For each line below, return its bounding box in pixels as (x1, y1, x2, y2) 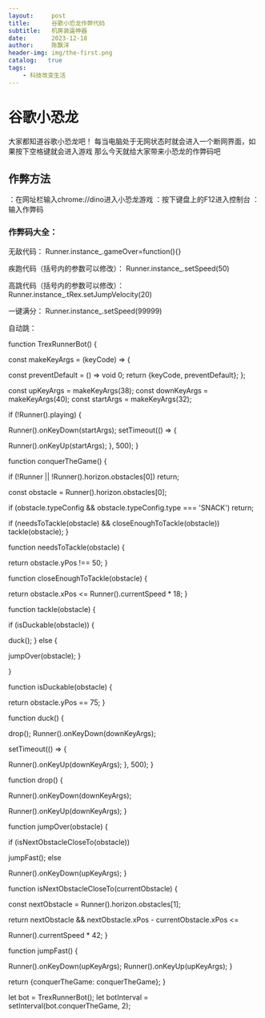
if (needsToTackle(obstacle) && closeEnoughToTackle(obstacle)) (8, 518, 220, 528)
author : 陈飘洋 (8, 42, 70, 50)
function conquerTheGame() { (8, 456, 107, 465)
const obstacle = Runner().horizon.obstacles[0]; (8, 487, 167, 497)
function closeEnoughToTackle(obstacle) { (8, 573, 148, 583)
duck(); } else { (8, 635, 58, 645)
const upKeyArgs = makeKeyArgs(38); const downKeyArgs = (8, 385, 209, 395)
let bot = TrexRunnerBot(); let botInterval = (8, 992, 149, 1002)
